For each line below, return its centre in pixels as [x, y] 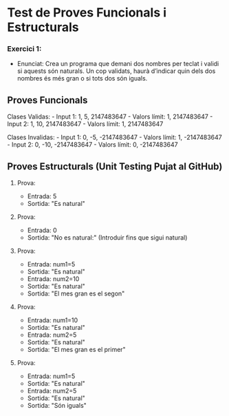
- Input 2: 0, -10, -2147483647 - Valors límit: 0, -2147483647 [92, 145]
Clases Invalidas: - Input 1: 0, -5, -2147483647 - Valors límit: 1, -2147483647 [115, 137]
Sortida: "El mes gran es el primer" [76, 350]
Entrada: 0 [42, 230]
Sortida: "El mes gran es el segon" [76, 293]
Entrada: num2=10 [53, 279]
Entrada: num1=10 [53, 320]
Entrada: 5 [42, 196]
